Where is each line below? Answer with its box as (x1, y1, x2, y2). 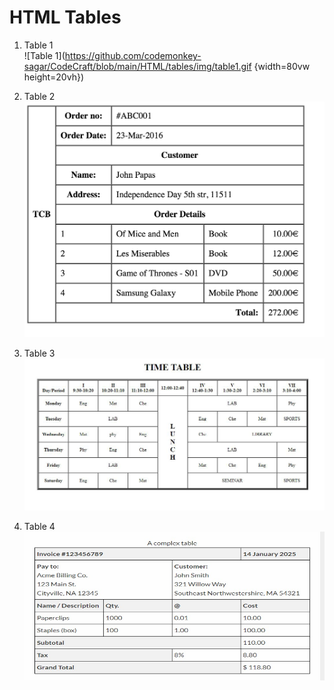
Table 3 (23, 347, 56, 359)
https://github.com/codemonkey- (64, 49, 202, 61)
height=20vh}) (23, 71, 84, 83)
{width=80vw (253, 60, 311, 72)
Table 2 (23, 90, 56, 102)
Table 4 (23, 520, 56, 532)
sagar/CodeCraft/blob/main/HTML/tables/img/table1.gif (23, 60, 252, 72)
